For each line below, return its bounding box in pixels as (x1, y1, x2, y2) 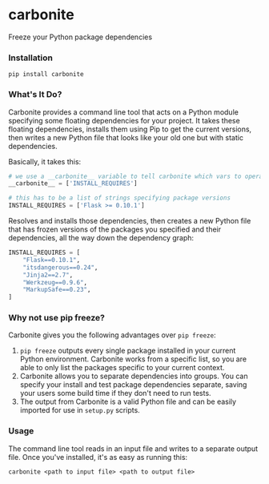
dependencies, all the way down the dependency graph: (8, 233, 195, 243)
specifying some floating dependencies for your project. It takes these (8, 115, 240, 125)
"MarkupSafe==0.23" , (22, 286, 91, 294)
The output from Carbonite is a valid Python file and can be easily (19, 397, 237, 406)
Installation (8, 52, 54, 63)
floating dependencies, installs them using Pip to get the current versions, (8, 124, 252, 134)
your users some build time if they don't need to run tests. (19, 389, 211, 398)
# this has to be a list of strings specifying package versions (8, 194, 231, 202)
